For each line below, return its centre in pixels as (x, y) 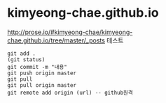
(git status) (26, 60)
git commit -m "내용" (37, 67)
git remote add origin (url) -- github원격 (70, 93)
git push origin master (42, 73)
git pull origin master (42, 85)
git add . (22, 54)
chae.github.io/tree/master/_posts (56, 40)
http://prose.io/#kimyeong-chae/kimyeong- (70, 32)
